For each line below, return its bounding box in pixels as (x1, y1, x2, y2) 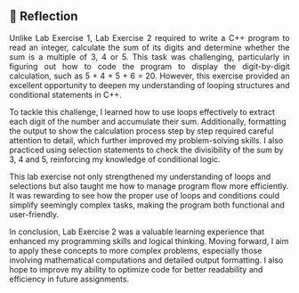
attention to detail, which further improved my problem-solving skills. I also (9, 134, 284, 145)
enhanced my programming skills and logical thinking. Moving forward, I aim (9, 235, 289, 246)
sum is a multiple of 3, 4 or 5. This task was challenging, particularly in (9, 51, 290, 62)
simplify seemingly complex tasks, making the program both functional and (9, 199, 285, 210)
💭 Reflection (9, 9, 78, 24)
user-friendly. (9, 208, 60, 219)
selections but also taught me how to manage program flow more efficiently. (9, 180, 289, 191)
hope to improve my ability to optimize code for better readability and (9, 264, 263, 274)
